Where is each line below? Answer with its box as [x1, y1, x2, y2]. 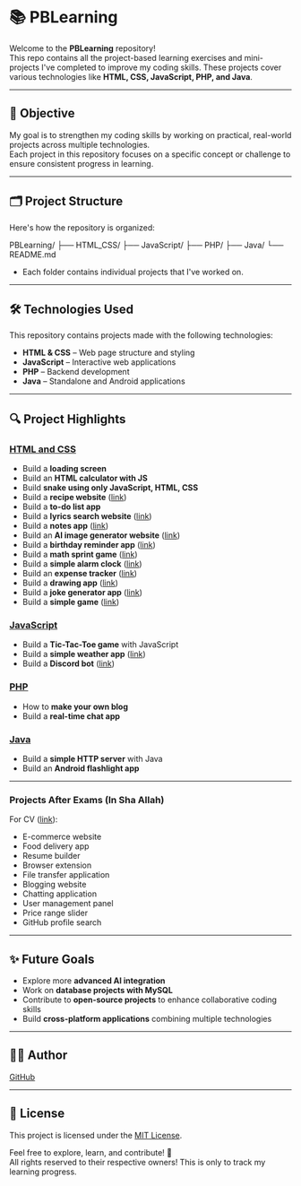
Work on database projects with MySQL [21, 985, 173, 996]
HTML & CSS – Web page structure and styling [21, 347, 195, 359]
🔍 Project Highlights [9, 411, 126, 427]
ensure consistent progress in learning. [9, 158, 154, 169]
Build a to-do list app [21, 501, 101, 512]
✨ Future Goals [9, 951, 95, 966]
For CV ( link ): [9, 814, 58, 825]
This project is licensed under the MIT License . [9, 1130, 183, 1140]
